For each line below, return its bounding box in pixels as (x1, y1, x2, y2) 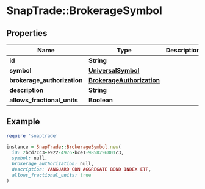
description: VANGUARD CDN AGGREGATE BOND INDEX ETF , (12, 166, 151, 173)
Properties (6, 28, 48, 38)
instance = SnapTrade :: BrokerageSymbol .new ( (6, 144, 121, 150)
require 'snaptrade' (6, 132, 59, 139)
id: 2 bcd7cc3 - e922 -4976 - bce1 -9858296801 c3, (12, 149, 124, 155)
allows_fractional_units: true (12, 172, 92, 179)
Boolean (88, 96, 113, 104)
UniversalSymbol (88, 66, 140, 74)
